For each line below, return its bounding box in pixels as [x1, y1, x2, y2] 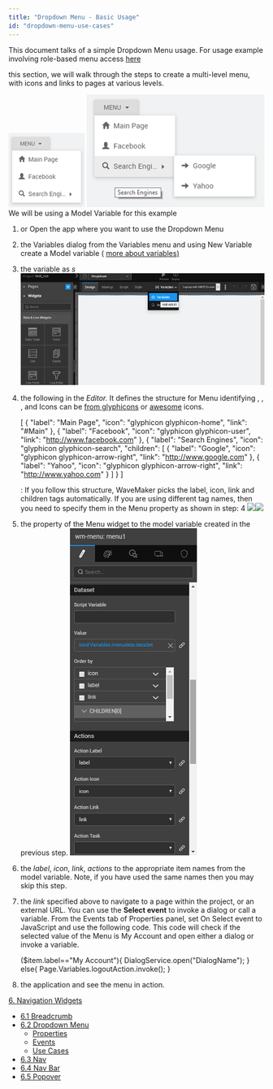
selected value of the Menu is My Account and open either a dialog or [19, 931, 254, 941]
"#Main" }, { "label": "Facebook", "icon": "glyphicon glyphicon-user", [19, 427, 251, 436]
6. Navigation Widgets [8, 996, 83, 1005]
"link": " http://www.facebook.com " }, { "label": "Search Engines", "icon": [19, 435, 263, 445]
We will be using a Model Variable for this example [8, 208, 177, 218]
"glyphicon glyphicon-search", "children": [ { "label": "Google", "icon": [19, 444, 256, 453]
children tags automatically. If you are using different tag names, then [19, 494, 253, 504]
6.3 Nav [19, 1055, 47, 1065]
